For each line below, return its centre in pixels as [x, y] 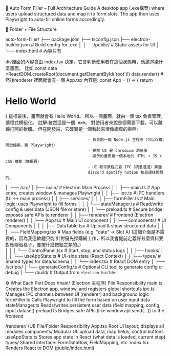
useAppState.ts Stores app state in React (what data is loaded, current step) [85, 337]
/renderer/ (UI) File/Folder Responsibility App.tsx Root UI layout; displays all [85, 326]
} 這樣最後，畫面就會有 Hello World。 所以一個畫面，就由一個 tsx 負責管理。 [85, 116]
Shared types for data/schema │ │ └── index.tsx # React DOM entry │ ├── [85, 261]
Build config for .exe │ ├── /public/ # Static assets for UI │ [97, 45]
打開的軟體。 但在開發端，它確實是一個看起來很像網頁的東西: [74, 129]
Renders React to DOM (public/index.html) [50, 348]
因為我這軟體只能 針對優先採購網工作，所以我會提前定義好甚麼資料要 [91, 238]
